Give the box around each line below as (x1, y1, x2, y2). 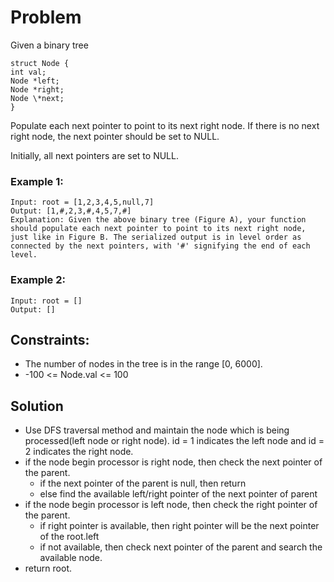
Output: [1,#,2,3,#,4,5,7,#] (10, 206, 132, 216)
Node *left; (10, 76, 60, 86)
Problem (10, 6, 82, 29)
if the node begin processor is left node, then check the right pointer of (24, 499, 318, 511)
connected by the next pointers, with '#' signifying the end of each (10, 241, 311, 251)
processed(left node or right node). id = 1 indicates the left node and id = (24, 435, 325, 447)
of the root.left (39, 531, 100, 543)
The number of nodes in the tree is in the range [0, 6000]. (24, 358, 263, 370)
